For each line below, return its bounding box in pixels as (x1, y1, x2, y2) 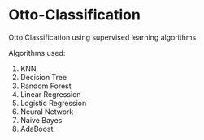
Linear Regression (20, 89, 81, 99)
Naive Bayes (20, 115, 63, 125)
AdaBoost (20, 124, 54, 134)
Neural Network (20, 107, 74, 117)
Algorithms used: (8, 48, 66, 57)
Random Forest (20, 81, 72, 91)
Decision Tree (20, 72, 67, 82)
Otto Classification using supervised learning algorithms (8, 32, 197, 42)
